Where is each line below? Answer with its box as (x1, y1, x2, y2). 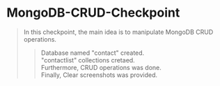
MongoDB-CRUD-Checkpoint (6, 5, 180, 21)
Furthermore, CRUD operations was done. (40, 63, 162, 71)
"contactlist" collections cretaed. (40, 55, 135, 64)
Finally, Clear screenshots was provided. (40, 71, 158, 79)
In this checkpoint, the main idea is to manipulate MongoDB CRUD (23, 28, 214, 36)
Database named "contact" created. (40, 49, 145, 57)
